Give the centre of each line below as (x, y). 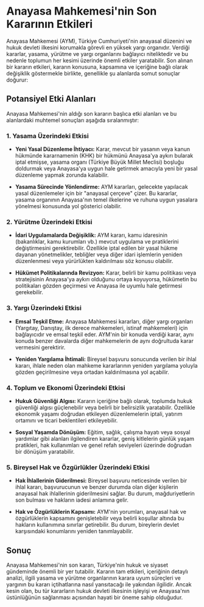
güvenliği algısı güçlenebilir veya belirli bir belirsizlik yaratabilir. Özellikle (105, 407)
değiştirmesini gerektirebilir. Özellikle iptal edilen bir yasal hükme (96, 248)
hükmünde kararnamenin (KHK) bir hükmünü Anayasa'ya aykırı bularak (104, 156)
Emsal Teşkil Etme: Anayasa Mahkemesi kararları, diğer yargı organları (104, 321)
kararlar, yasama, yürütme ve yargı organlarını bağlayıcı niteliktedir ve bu (97, 54)
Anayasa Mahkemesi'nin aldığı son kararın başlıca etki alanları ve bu (92, 113)
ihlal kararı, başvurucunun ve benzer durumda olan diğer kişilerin (97, 487)
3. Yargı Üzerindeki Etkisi (44, 308)
